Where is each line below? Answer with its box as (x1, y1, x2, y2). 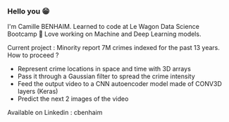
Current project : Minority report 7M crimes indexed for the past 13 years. (7, 44, 221, 52)
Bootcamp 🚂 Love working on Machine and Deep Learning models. (7, 30, 202, 38)
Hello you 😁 (7, 6, 50, 16)
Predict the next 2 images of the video (17, 94, 129, 103)
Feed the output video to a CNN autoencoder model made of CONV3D (17, 80, 222, 88)
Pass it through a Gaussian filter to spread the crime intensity (17, 72, 195, 80)
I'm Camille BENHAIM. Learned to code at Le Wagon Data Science (7, 23, 199, 31)
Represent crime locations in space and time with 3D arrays (17, 65, 192, 73)
